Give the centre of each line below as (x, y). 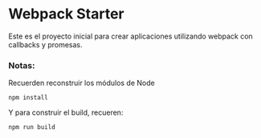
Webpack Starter (66, 14)
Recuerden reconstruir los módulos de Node (82, 83)
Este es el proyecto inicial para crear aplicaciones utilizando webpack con (130, 36)
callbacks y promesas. (45, 44)
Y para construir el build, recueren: (66, 112)
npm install (28, 98)
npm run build (32, 128)
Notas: (22, 65)
